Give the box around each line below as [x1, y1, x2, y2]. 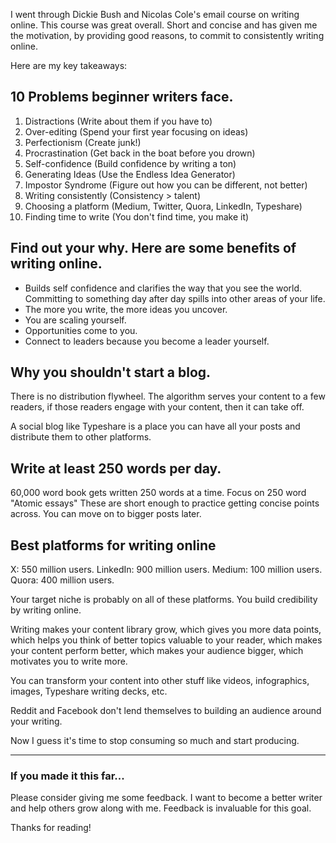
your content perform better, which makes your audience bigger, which [10, 645, 304, 657]
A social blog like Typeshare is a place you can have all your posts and [10, 420, 301, 433]
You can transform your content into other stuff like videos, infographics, [10, 675, 310, 687]
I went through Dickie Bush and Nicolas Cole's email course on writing [10, 9, 300, 20]
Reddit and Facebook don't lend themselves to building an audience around [10, 705, 322, 717]
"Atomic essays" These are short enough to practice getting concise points [10, 497, 320, 509]
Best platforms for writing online [10, 537, 217, 554]
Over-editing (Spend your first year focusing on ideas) [24, 125, 249, 138]
